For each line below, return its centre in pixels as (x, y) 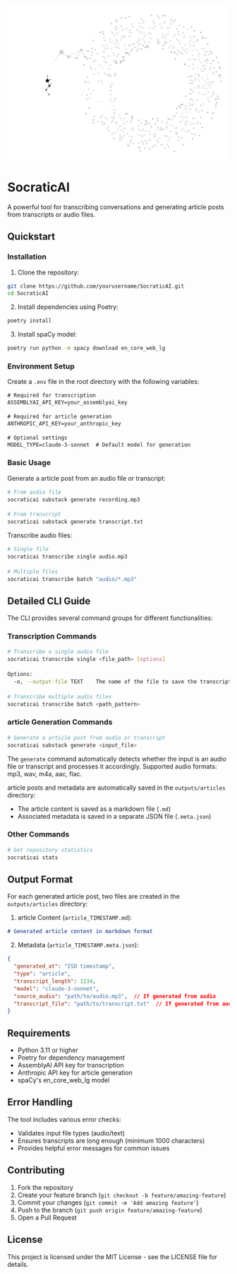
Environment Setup (41, 366)
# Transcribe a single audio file (58, 652)
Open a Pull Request (47, 1217)
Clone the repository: (48, 272)
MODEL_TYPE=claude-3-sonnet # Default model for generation (99, 445)
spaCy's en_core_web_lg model (63, 1080)
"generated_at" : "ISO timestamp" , (64, 966)
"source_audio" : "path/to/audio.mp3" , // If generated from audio (115, 996)
